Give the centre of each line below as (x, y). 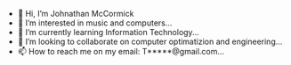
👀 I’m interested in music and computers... (95, 23)
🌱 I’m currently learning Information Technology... (108, 32)
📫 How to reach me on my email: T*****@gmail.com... (121, 51)
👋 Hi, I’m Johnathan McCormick (76, 14)
